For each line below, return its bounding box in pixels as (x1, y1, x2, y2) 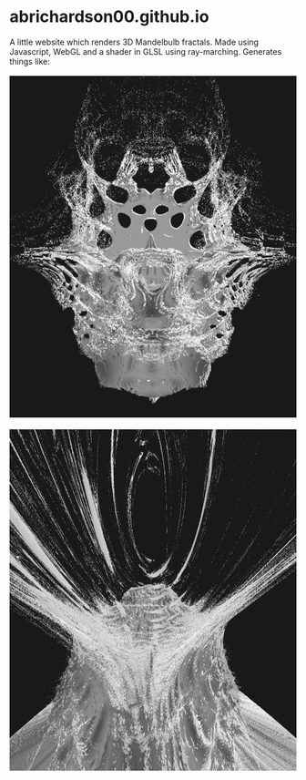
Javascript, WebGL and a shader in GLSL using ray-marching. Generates (9, 46, 282, 56)
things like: (9, 56, 50, 67)
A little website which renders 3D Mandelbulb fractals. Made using (9, 36, 260, 47)
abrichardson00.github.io (9, 6, 209, 27)
